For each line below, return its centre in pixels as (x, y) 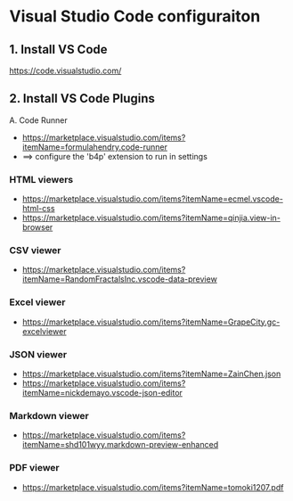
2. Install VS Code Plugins (82, 99)
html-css (38, 209)
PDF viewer (34, 468)
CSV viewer (35, 250)
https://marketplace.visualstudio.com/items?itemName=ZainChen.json (151, 374)
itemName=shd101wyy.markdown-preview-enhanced (120, 445)
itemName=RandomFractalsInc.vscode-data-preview (120, 279)
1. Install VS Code (59, 49)
